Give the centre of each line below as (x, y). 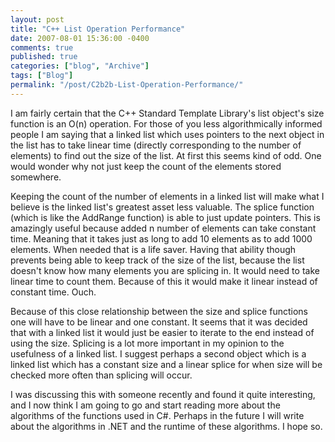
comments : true (42, 47)
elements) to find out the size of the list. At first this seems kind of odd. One (166, 155)
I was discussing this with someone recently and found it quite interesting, (163, 394)
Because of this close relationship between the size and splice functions (159, 311)
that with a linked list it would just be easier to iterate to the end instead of (162, 332)
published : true (44, 57)
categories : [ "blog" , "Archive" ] (80, 66)
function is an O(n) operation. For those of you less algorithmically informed (166, 123)
